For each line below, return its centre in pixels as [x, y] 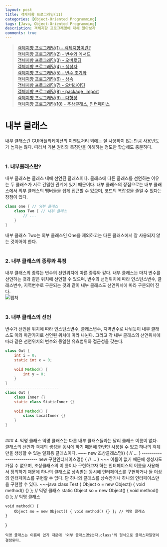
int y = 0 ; [34, 374]
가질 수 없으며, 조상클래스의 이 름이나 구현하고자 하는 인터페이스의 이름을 [76, 466]
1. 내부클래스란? [23, 166]
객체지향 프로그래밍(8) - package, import [58, 91]
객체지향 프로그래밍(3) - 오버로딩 [49, 60]
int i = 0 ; [25, 356]
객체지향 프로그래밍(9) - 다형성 [47, 98]
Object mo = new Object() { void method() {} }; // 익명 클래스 [80, 512]
